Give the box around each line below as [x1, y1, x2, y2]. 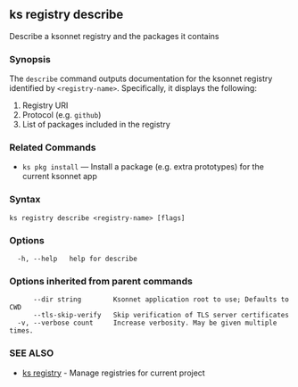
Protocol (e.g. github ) [21, 110, 102, 120]
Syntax [9, 193, 41, 206]
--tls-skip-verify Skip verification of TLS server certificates [32, 311, 290, 320]
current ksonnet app [21, 171, 98, 182]
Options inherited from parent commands [9, 275, 194, 287]
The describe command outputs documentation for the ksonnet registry [9, 73, 273, 84]
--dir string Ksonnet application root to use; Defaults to [32, 295, 290, 304]
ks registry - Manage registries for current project [21, 367, 205, 378]
